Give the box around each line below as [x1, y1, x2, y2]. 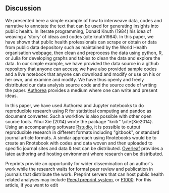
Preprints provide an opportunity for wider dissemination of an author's [5, 160, 153, 166]
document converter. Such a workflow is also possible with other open [5, 113, 152, 119]
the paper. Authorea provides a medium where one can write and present [5, 87, 158, 93]
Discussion [5, 4, 41, 13]
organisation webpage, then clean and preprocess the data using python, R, [5, 50, 163, 56]
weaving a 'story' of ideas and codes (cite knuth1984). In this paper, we [5, 33, 154, 39]
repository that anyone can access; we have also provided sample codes [5, 66, 157, 72]
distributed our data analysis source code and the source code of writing [5, 82, 157, 88]
